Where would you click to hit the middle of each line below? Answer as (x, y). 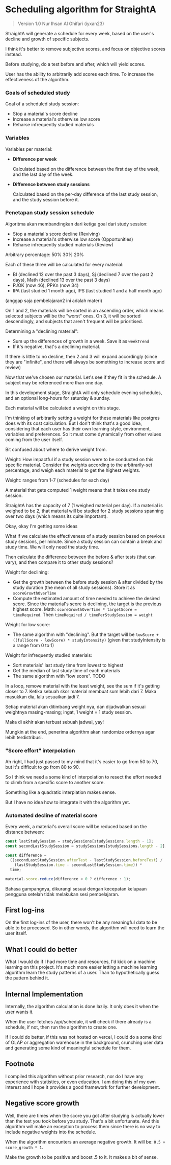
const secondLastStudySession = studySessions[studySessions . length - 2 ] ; (86, 846)
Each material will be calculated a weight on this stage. (63, 408)
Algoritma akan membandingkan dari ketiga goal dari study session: (76, 224)
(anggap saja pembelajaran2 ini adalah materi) (54, 301)
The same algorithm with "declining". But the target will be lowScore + (85, 634)
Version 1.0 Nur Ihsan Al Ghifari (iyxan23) (61, 24)
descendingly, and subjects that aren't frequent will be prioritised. (74, 321)
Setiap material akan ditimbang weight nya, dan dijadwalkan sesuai (76, 706)
